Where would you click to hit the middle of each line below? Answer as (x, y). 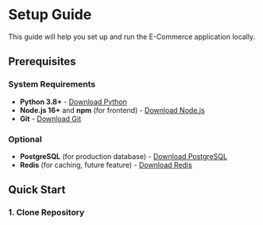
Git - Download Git (50, 118)
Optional (25, 139)
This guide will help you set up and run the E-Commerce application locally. (132, 37)
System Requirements (52, 84)
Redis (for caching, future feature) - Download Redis (106, 165)
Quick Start (37, 190)
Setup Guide (50, 15)
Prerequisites (42, 62)
